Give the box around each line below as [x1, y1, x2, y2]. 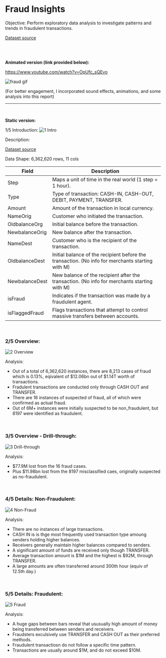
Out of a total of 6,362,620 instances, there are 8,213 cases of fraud [12, 368, 151, 374]
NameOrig [7, 213, 32, 219]
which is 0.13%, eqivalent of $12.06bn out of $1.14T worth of [12, 373, 135, 379]
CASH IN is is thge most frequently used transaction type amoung [12, 531, 147, 537]
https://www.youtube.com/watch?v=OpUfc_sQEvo [5, 69, 108, 75]
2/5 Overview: [5, 338, 41, 345]
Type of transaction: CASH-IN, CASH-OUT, [52, 190, 154, 197]
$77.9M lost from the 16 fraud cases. [12, 463, 87, 469]
